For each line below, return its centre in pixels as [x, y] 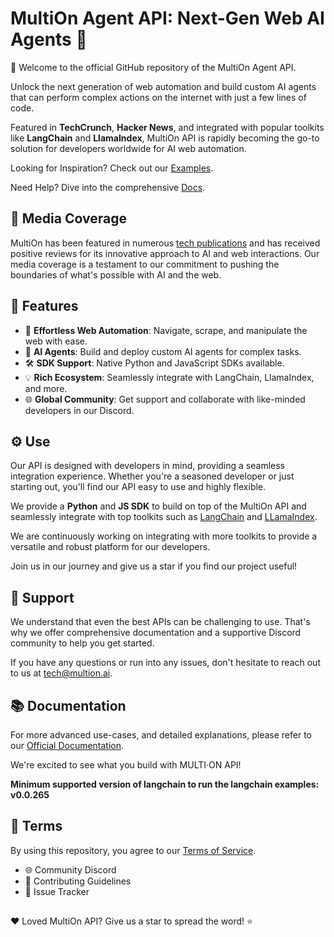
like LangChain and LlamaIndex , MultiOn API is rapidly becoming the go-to [165, 138]
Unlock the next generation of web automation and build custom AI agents [163, 86]
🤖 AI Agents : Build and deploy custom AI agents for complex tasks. [163, 351]
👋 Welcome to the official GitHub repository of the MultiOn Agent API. [153, 67]
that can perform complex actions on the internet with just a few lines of [158, 97]
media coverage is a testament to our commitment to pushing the [145, 264]
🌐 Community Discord [70, 869]
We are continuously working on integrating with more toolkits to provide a [164, 536]
